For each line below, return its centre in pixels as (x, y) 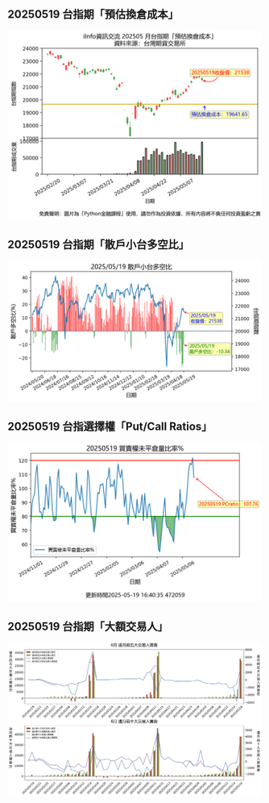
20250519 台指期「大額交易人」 (88, 626)
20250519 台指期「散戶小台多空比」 (99, 245)
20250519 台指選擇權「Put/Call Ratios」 (110, 426)
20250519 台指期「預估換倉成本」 (93, 15)
